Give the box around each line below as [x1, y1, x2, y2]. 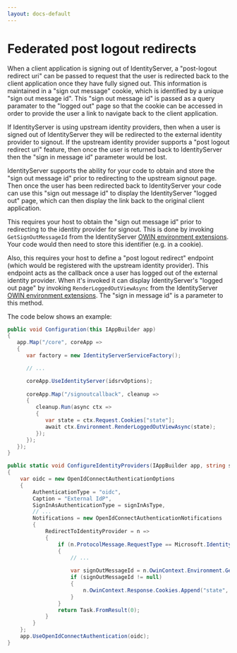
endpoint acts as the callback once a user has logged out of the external [7, 269, 218, 277]
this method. [7, 298, 44, 307]
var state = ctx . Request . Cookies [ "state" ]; [44, 417, 175, 424]
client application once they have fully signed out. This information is [7, 79, 207, 87]
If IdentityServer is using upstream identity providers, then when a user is [7, 123, 221, 131]
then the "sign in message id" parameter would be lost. [7, 152, 168, 161]
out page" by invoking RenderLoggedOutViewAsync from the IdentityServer [7, 283, 218, 292]
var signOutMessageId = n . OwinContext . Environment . [70, 567, 226, 575]
